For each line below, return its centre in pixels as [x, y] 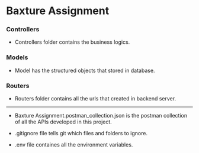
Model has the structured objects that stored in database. [85, 70]
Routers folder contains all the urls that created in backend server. [95, 99]
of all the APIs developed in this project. [63, 122]
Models [17, 57]
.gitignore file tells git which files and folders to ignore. [81, 134]
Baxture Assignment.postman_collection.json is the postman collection [101, 116]
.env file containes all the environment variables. [74, 145]
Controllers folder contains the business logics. [72, 42]
